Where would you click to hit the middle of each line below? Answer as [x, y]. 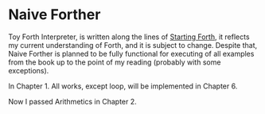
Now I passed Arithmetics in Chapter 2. [72, 101]
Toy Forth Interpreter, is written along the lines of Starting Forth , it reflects [129, 37]
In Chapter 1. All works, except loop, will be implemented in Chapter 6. [123, 86]
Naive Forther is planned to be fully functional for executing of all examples [131, 53]
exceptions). [29, 70]
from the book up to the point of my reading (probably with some [115, 62]
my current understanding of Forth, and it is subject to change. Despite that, [133, 45]
